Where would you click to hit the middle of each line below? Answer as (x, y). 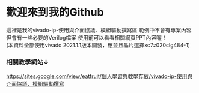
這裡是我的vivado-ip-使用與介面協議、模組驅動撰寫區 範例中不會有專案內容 (99, 30)
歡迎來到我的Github (55, 12)
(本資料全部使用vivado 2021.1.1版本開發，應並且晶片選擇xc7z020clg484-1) (98, 45)
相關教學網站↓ (28, 62)
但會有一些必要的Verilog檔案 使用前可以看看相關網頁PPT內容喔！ (87, 37)
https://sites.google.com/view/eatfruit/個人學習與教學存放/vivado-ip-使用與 (99, 76)
